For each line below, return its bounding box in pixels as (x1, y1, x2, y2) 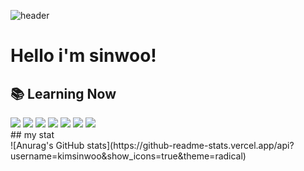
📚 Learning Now (10, 85, 117, 102)
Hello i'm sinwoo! (10, 45, 157, 67)
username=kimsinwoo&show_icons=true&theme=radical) (10, 150, 247, 162)
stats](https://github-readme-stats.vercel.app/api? (86, 140, 295, 151)
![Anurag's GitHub (10, 140, 85, 151)
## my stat (10, 129, 55, 140)
